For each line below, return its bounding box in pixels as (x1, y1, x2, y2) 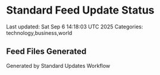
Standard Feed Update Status (6, 4, 155, 17)
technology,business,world (6, 29, 73, 36)
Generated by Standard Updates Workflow (6, 62, 111, 69)
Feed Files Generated (6, 47, 87, 57)
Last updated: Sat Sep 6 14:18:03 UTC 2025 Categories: (6, 23, 143, 30)
